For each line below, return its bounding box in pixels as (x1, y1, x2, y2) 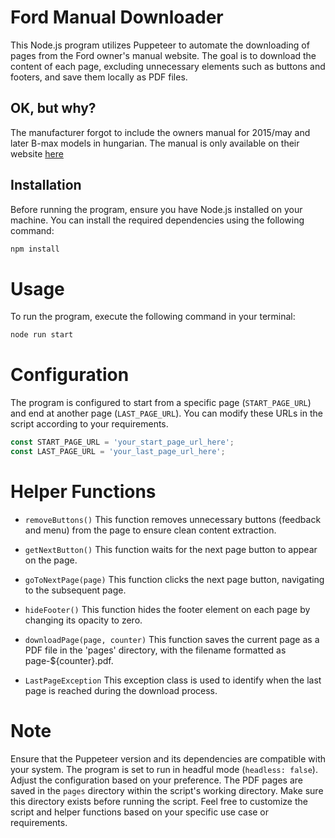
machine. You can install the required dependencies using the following (10, 214, 305, 226)
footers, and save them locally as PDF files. (10, 71, 188, 83)
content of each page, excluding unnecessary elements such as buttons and (10, 60, 326, 72)
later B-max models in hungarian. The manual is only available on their (10, 137, 300, 149)
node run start (10, 330, 74, 340)
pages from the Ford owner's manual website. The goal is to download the (10, 49, 317, 61)
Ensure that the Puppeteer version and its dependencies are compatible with (10, 752, 326, 765)
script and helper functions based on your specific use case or (10, 806, 270, 818)
